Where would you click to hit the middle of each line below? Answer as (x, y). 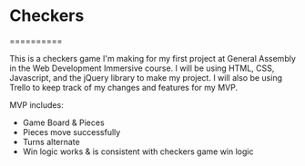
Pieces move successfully (71, 132)
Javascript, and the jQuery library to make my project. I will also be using (146, 77)
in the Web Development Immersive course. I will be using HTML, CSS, (142, 68)
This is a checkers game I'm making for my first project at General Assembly (152, 58)
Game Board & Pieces (63, 122)
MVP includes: (36, 104)
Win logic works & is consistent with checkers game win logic (138, 151)
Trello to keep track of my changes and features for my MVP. (124, 87)
